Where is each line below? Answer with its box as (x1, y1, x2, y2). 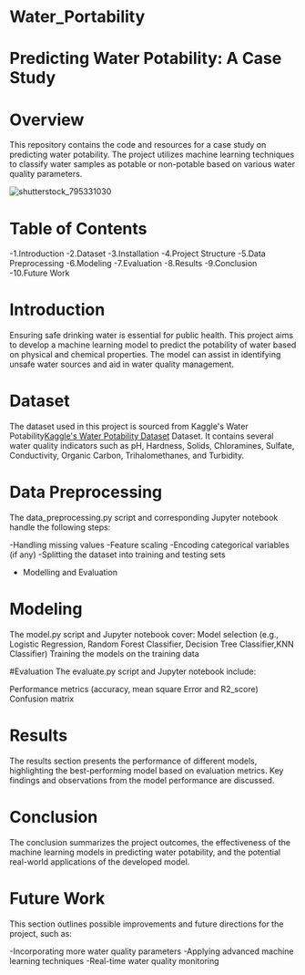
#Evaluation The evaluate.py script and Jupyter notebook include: (9, 666, 257, 677)
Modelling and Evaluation (22, 567, 118, 578)
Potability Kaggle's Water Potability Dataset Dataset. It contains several (9, 430, 274, 441)
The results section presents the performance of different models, (9, 755, 258, 766)
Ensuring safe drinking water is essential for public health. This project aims (9, 330, 294, 341)
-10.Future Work (9, 267, 70, 279)
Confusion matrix (9, 693, 75, 704)
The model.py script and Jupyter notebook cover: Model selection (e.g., (9, 629, 280, 639)
